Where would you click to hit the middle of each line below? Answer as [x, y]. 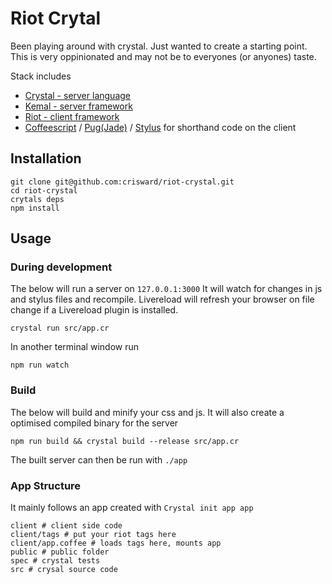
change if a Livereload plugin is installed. [94, 310]
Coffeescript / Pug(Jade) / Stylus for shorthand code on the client [160, 127]
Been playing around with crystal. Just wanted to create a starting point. [159, 46]
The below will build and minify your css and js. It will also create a [147, 412]
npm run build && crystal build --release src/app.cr [125, 441]
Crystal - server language [77, 95]
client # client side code [66, 526]
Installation [46, 158]
